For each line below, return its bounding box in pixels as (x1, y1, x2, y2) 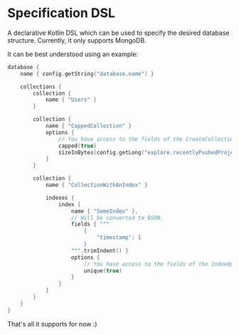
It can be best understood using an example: (7, 50, 139, 58)
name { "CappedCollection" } (45, 122, 132, 129)
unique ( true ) (83, 267, 122, 275)
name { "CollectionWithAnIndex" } (45, 181, 148, 189)
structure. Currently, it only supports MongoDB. (7, 36, 147, 44)
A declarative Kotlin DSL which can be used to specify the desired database (7, 28, 230, 37)
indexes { (45, 194, 75, 201)
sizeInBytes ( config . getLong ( (58, 149, 144, 156)
